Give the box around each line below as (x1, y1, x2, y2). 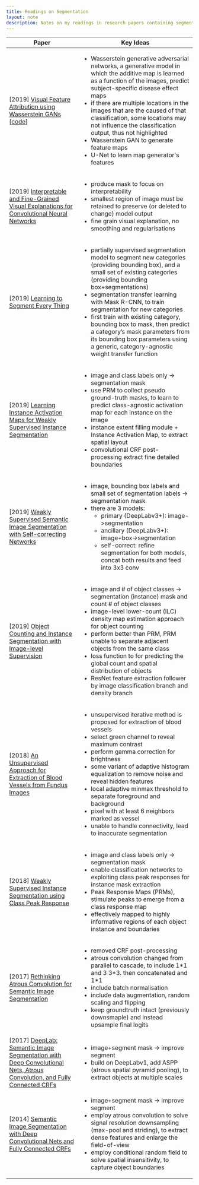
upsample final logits (91, 1021, 149, 1029)
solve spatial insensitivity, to (91, 1156, 169, 1164)
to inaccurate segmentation (91, 829, 168, 838)
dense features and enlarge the (91, 1133, 178, 1142)
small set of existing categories (91, 268, 178, 277)
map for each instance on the (91, 408, 173, 417)
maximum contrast (91, 740, 143, 749)
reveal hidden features (91, 777, 154, 785)
